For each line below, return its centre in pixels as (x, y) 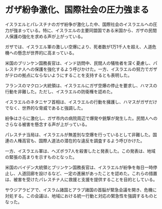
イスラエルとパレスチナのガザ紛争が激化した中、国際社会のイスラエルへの (79, 24)
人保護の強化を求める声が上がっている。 (45, 36)
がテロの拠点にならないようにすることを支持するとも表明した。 (68, 75)
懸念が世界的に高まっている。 (47, 53)
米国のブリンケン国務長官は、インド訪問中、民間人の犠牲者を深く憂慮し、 (79, 63)
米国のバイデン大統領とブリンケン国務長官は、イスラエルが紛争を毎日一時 (79, 167)
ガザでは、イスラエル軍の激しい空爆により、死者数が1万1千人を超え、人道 (79, 47)
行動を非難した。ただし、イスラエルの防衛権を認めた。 (60, 91)
